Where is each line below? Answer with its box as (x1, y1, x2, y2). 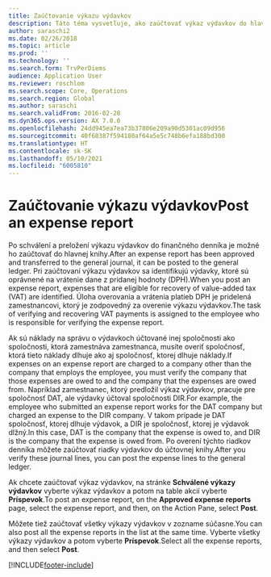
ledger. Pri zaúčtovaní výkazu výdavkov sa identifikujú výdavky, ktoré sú (8, 266, 249, 276)
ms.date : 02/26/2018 (8, 34, 78, 43)
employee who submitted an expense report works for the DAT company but (8, 402, 263, 412)
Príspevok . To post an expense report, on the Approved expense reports (8, 495, 252, 504)
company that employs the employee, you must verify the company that (8, 368, 248, 378)
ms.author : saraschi (8, 102, 78, 110)
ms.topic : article (8, 42, 70, 50)
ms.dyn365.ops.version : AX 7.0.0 (8, 117, 121, 125)
